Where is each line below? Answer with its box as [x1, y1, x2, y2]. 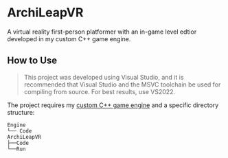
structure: [7, 108, 35, 116]
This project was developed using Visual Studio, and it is [23, 73, 184, 81]
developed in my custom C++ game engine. [7, 34, 131, 43]
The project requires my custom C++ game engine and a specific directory [7, 101, 219, 109]
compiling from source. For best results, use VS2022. [23, 87, 176, 95]
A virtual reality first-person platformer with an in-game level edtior [7, 27, 197, 36]
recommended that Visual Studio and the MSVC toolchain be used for [23, 80, 221, 89]
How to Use [7, 55, 58, 67]
